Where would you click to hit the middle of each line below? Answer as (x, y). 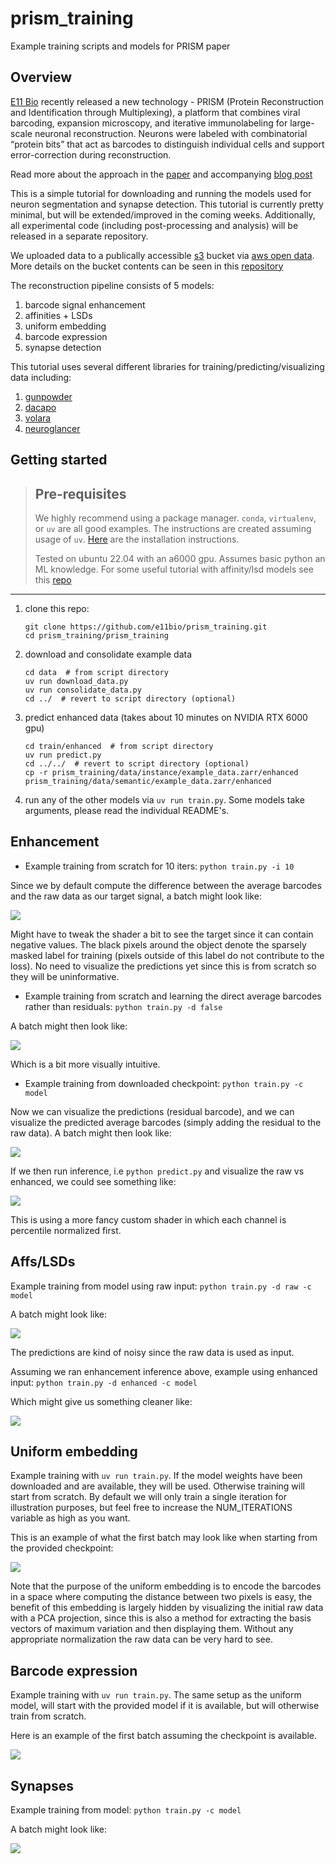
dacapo (40, 407)
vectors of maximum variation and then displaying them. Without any (152, 1629)
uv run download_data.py (76, 681)
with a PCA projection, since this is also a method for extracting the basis (161, 1618)
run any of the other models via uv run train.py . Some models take (164, 799)
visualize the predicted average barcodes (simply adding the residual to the (166, 1122)
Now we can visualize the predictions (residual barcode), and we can (152, 1111)
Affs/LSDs (43, 1262)
